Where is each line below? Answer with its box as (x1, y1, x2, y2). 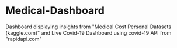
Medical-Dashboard (5, 4, 105, 17)
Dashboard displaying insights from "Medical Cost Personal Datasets (5, 23, 172, 30)
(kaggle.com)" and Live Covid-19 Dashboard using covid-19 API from (5, 29, 172, 36)
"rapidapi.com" (5, 35, 42, 42)
